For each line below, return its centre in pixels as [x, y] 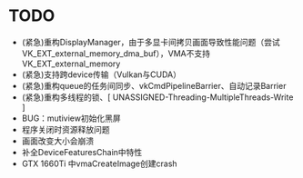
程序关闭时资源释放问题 [66, 129]
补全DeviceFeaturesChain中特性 [82, 152]
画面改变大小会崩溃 [58, 141]
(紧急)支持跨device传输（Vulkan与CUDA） [101, 74]
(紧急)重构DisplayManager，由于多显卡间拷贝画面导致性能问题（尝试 [151, 42]
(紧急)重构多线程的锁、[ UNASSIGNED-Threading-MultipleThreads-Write [157, 97]
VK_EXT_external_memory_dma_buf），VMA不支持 [116, 53]
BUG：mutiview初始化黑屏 [71, 118]
